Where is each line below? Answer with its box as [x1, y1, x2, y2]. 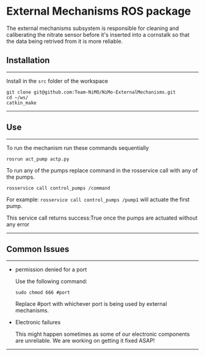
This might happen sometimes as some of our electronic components [15, 330, 190, 338]
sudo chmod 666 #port [15, 289, 70, 296]
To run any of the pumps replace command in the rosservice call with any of [6, 166, 198, 174]
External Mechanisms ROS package [6, 4, 191, 18]
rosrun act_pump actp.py [6, 156, 70, 162]
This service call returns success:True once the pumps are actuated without [6, 214, 198, 221]
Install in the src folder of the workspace [6, 77, 109, 84]
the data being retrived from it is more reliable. [6, 37, 123, 45]
